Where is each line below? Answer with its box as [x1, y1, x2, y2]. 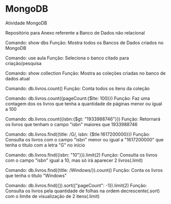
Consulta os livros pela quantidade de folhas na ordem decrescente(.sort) [5, 188, 160, 194]
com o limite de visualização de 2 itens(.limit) [5, 193, 100, 199]
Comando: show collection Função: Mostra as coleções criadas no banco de [5, 70, 166, 76]
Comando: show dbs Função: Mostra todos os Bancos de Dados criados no [5, 39, 164, 46]
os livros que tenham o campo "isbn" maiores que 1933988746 [5, 121, 138, 127]
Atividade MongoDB [5, 20, 47, 26]
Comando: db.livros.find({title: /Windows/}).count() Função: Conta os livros [5, 167, 163, 173]
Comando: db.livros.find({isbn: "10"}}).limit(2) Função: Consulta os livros [5, 152, 158, 158]
